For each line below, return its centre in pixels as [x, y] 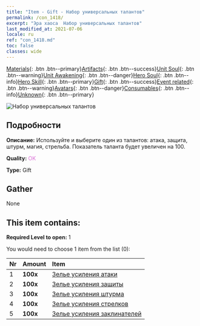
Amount [34, 264]
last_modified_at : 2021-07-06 [45, 29]
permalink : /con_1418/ [35, 18]
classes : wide [24, 52]
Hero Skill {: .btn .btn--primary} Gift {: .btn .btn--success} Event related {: [106, 81]
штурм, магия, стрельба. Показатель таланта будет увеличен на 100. [96, 146]
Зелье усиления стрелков [90, 304]
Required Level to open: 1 [38, 237]
